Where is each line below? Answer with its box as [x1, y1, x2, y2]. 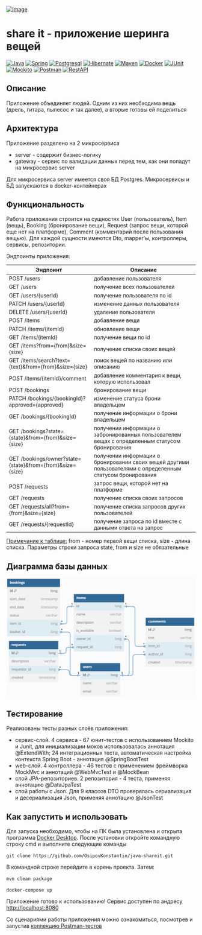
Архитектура [6, 124, 59, 134]
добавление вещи [94, 317, 140, 324]
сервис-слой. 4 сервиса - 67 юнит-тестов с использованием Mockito [14, 737, 194, 744]
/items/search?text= [20, 357, 71, 364]
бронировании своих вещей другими [94, 458, 189, 466]
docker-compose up [6, 887, 52, 893]
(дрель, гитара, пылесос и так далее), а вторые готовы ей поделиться [6, 106, 187, 113]
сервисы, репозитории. [6, 241, 67, 249]
